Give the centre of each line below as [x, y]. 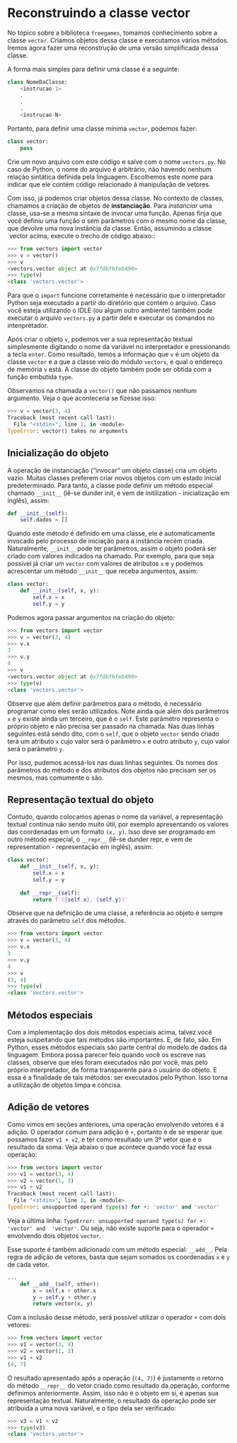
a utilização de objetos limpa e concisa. [65, 1085]
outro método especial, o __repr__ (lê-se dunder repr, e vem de [100, 839]
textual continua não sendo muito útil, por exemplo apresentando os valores [118, 824]
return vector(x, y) [63, 1304]
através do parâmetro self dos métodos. [67, 921]
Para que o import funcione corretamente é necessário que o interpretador [116, 295]
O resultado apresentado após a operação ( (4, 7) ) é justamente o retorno [116, 1378]
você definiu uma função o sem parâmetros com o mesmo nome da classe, [117, 221]
